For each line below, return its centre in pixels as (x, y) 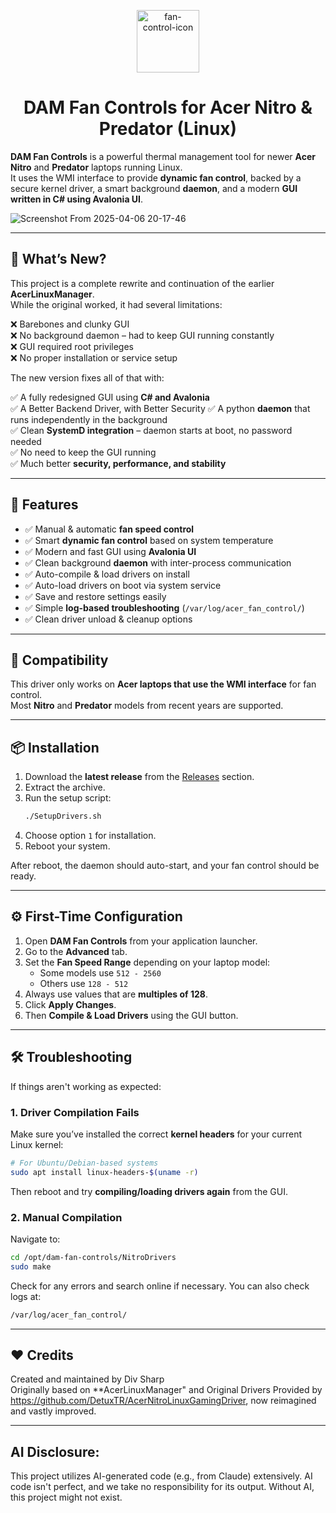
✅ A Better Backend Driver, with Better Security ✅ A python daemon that (160, 408)
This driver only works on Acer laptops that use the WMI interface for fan (163, 684)
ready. (23, 876)
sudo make (31, 1266)
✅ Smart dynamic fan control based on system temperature (149, 540)
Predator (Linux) (168, 129)
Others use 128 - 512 (84, 983)
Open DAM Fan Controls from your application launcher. (141, 941)
